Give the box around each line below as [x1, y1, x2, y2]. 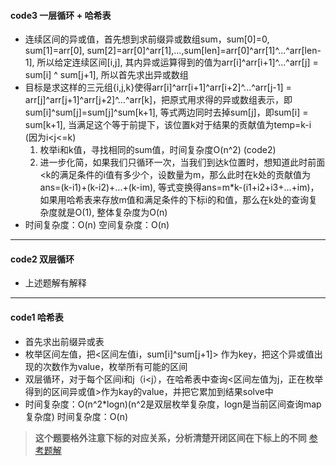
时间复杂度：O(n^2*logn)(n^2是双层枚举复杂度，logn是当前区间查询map [24, 398, 322, 410]
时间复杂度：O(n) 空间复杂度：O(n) [24, 219, 170, 231]
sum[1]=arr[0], [24, 45, 85, 57]
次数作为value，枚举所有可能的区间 [42, 360, 188, 372]
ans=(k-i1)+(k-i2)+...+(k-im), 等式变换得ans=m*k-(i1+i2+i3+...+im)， [39, 181, 320, 194]
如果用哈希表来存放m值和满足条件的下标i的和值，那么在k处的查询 [39, 194, 309, 206]
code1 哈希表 [10, 311, 64, 323]
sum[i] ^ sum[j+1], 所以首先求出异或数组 [24, 69, 189, 81]
